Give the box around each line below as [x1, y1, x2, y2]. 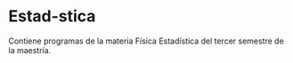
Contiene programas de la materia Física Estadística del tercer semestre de [8, 35, 284, 46]
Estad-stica [8, 6, 96, 27]
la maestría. [8, 44, 52, 55]
